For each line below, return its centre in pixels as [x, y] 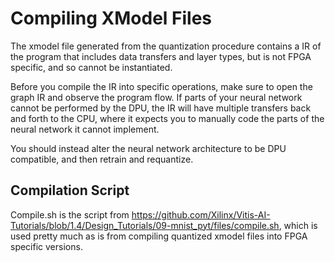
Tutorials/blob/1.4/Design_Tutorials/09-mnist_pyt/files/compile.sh [145, 225]
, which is [298, 225]
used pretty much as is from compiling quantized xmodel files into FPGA [159, 236]
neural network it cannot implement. [85, 129]
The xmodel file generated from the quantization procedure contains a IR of [166, 46]
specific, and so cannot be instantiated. [91, 67]
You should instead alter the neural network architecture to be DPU [148, 148]
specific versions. [46, 246]
